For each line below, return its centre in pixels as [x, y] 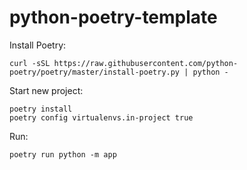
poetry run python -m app [63, 154]
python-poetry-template [113, 17]
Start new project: [46, 90]
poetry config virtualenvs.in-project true [101, 117]
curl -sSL [30, 63]
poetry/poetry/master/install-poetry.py [95, 72]
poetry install [41, 109]
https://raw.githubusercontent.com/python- [146, 63]
